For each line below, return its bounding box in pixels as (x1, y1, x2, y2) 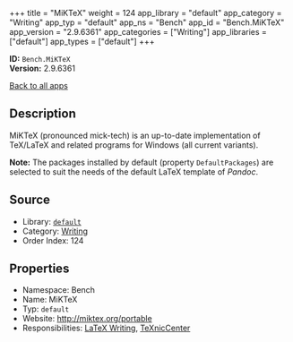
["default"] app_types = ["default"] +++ (9, 36, 155, 47)
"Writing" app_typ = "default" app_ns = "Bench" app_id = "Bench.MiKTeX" (9, 17, 285, 28)
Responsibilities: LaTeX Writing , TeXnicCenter (22, 322, 191, 334)
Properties (9, 261, 70, 277)
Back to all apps (9, 81, 69, 90)
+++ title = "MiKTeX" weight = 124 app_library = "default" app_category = (9, 8, 282, 18)
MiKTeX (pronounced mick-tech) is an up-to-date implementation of (9, 130, 262, 141)
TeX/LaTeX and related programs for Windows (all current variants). (9, 139, 259, 150)
